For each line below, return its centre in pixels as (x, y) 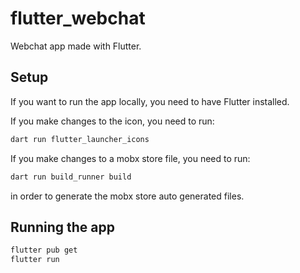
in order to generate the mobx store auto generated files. (127, 196)
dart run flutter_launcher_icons (80, 139)
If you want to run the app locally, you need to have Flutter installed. (150, 101)
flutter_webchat (78, 18)
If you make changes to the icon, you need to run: (112, 121)
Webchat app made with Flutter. (76, 46)
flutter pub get (44, 250)
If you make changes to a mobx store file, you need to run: (130, 158)
